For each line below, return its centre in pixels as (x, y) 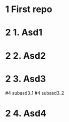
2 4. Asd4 (26, 113)
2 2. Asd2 (26, 55)
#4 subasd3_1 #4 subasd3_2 (35, 93)
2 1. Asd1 (24, 33)
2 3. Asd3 (26, 79)
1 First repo (29, 9)
